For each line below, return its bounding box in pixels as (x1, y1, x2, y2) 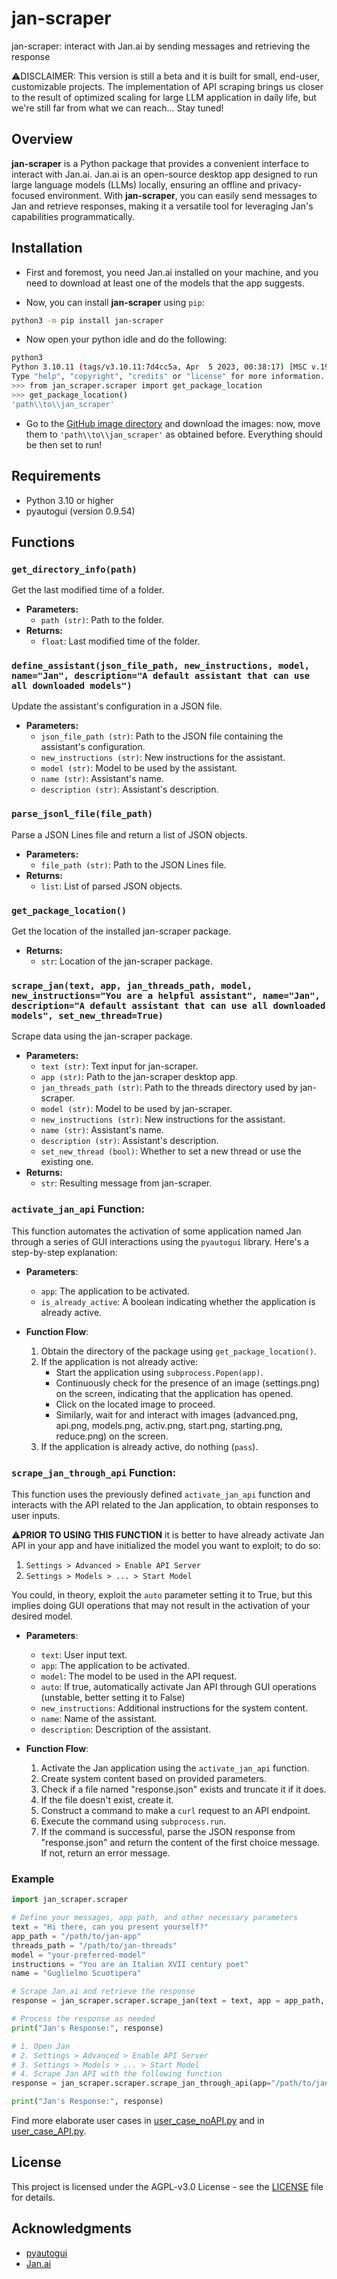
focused (11, 189, 46, 201)
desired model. (11, 1610, 74, 1622)
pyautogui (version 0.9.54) (25, 505, 136, 517)
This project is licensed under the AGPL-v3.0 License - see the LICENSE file (11, 2180, 324, 2192)
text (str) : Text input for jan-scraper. (40, 1060, 199, 1072)
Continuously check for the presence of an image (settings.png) (55, 1377, 321, 1389)
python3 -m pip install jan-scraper (11, 315, 164, 326)
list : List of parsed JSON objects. (40, 880, 183, 892)
